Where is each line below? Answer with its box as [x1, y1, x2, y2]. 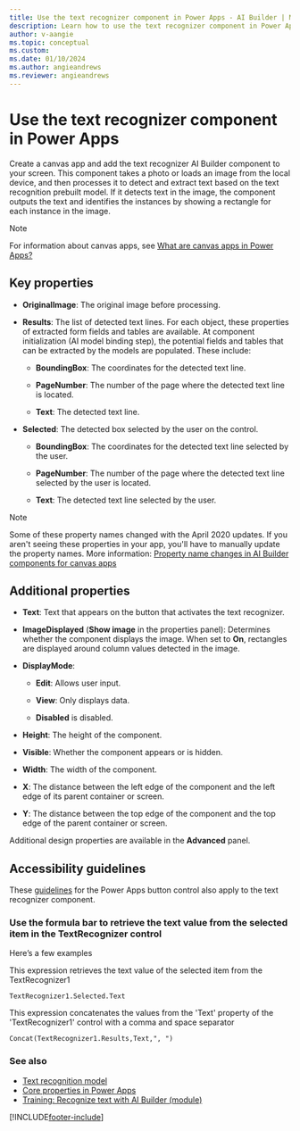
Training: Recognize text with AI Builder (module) [21, 1094, 203, 1105]
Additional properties [9, 583, 131, 598]
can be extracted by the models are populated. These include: [21, 345, 252, 355]
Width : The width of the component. [21, 764, 158, 775]
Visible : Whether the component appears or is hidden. [21, 747, 223, 758]
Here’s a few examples [9, 948, 93, 959]
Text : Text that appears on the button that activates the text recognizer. [21, 607, 286, 618]
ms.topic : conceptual [9, 37, 90, 47]
